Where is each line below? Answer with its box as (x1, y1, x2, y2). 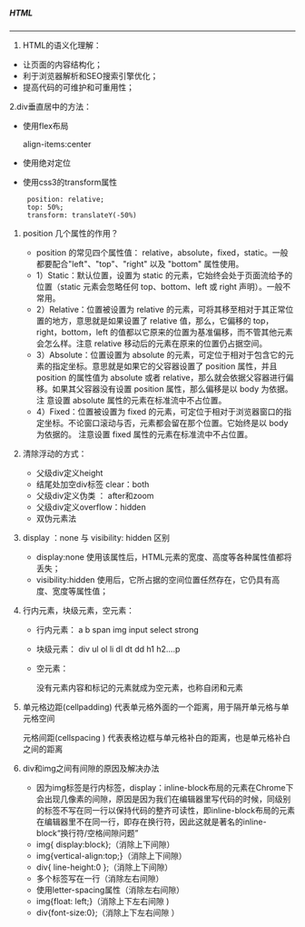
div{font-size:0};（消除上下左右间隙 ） (35, 907, 180, 918)
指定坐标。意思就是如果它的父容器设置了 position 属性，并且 (52, 360, 278, 372)
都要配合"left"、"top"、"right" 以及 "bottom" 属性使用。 (35, 258, 244, 269)
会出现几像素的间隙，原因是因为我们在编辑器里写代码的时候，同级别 (35, 793, 291, 804)
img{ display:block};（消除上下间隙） (35, 839, 175, 850)
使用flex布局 (22, 120, 69, 131)
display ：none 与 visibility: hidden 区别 (22, 532, 171, 543)
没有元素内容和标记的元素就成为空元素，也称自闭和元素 (35, 682, 243, 693)
